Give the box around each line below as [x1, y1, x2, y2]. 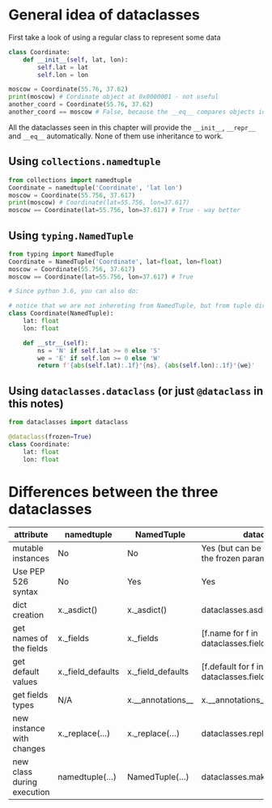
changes [12, 743, 46, 755]
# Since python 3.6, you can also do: [8, 287, 139, 296]
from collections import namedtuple [8, 176, 132, 184]
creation [12, 610, 45, 621]
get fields [12, 690, 49, 701]
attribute [14, 529, 49, 540]
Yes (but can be [201, 542, 261, 554]
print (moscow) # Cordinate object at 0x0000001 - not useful [8, 93, 219, 101]
